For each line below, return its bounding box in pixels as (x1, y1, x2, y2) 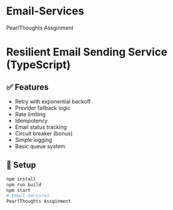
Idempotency (14, 117, 48, 124)
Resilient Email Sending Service (6, 45, 168, 59)
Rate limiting (14, 110, 46, 118)
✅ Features (6, 82, 49, 92)
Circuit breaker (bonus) (14, 129, 73, 137)
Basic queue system (14, 143, 65, 150)
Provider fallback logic (14, 104, 71, 111)
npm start (6, 187, 31, 193)
